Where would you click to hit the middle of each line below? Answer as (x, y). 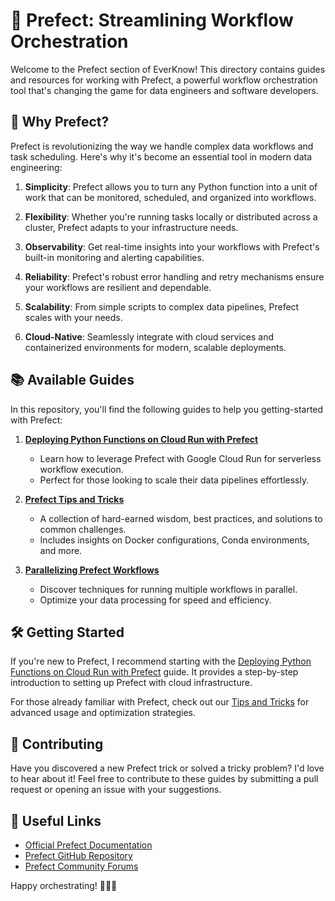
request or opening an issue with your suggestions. (116, 790)
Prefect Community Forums (81, 866)
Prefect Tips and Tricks (74, 499)
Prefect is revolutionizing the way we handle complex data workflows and (162, 146)
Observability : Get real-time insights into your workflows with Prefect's (172, 246)
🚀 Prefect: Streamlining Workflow (152, 20)
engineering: (36, 167)
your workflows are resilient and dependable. (118, 287)
